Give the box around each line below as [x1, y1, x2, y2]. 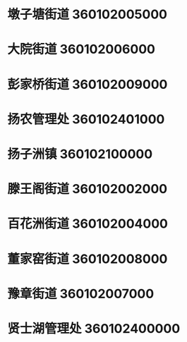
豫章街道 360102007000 [7, 286, 155, 302]
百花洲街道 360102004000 [7, 216, 168, 232]
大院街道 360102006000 [7, 42, 155, 57]
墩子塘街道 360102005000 [7, 6, 168, 23]
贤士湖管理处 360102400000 [7, 320, 181, 336]
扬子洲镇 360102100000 [7, 146, 153, 162]
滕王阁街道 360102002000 [7, 181, 168, 197]
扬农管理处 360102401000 [7, 111, 165, 127]
